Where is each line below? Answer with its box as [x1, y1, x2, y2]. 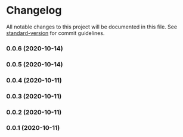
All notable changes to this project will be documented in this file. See [6, 23, 178, 30]
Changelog [6, 4, 62, 17]
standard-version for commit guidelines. [6, 29, 105, 36]
